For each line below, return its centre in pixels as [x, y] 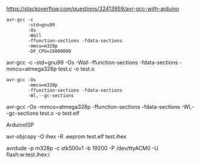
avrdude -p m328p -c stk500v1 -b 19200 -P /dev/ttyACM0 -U [82, 148]
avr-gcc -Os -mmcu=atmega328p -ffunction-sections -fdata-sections [93, 107]
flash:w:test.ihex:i [28, 155]
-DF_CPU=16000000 [49, 51]
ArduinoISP [20, 125]
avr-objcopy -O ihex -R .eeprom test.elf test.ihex [66, 137]
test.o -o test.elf [60, 113]
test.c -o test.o [77, 69]
